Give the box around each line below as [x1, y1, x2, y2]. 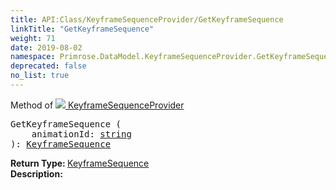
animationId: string [31, 128, 132, 140]
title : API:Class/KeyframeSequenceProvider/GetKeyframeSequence [10, 14, 284, 25]
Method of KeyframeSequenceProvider [10, 99, 185, 111]
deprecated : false [10, 61, 87, 71]
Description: [10, 167, 63, 180]
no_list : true [10, 71, 70, 81]
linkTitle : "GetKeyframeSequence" [10, 24, 155, 34]
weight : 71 [10, 33, 56, 43]
